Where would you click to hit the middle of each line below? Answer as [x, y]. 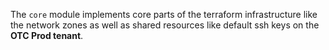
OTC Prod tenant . [47, 35]
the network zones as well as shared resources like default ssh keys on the [165, 25]
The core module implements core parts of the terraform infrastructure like [164, 14]
